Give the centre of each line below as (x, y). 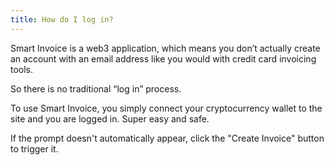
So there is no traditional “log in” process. (96, 88)
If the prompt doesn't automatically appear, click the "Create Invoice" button (167, 138)
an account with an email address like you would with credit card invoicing (163, 58)
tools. (22, 69)
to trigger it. (34, 148)
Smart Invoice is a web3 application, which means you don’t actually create (165, 48)
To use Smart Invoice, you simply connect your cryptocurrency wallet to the (166, 108)
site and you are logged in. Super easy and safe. (110, 118)
